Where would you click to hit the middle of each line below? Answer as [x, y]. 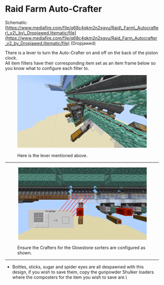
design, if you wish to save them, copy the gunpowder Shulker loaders [83, 272]
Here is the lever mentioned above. [52, 156]
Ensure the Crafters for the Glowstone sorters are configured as [81, 247]
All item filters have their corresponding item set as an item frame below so [81, 63]
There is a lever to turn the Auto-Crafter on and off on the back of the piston [82, 53]
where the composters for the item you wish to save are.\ [70, 277]
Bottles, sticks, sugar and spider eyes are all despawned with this [78, 266]
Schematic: [16, 22]
